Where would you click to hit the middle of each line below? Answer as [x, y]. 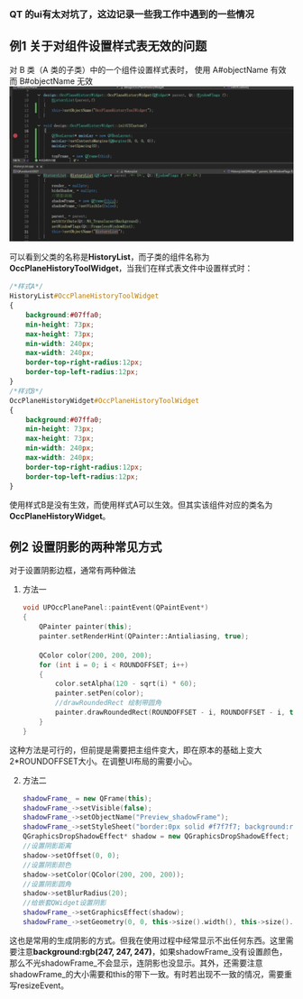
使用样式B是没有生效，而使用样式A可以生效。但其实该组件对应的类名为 [141, 504]
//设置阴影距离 [47, 846]
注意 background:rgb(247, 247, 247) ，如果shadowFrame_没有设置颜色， [152, 951]
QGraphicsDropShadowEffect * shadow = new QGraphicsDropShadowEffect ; [156, 837]
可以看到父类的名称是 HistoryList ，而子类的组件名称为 [110, 257]
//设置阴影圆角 [47, 884]
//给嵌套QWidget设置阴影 [64, 903]
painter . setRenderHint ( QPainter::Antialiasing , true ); [144, 637]
